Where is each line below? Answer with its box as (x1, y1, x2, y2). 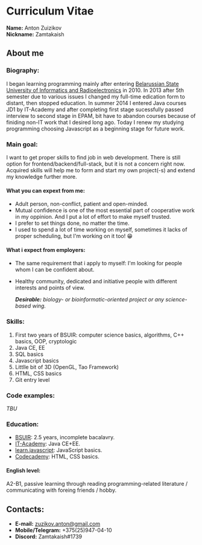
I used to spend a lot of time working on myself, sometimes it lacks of (14, 226, 188, 233)
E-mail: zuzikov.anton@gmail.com (14, 520, 101, 527)
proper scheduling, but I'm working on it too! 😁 (14, 233, 133, 240)
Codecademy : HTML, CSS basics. (14, 453, 99, 460)
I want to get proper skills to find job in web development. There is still (6, 153, 181, 161)
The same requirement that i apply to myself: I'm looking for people (14, 260, 183, 267)
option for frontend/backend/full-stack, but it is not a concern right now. (6, 160, 186, 167)
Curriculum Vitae (6, 4, 94, 18)
